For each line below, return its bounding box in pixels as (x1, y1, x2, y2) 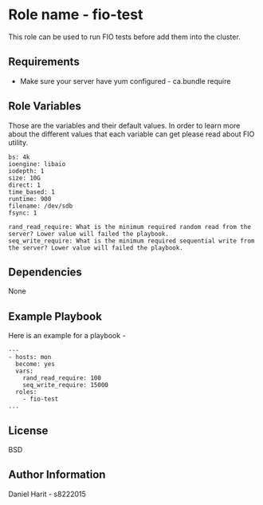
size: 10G (8, 174, 41, 182)
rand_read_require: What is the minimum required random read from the (8, 223, 251, 231)
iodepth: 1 (8, 167, 45, 175)
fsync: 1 (8, 209, 37, 217)
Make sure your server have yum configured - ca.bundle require (19, 76, 231, 85)
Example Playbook (8, 310, 102, 323)
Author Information (8, 468, 106, 482)
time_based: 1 (8, 187, 56, 196)
